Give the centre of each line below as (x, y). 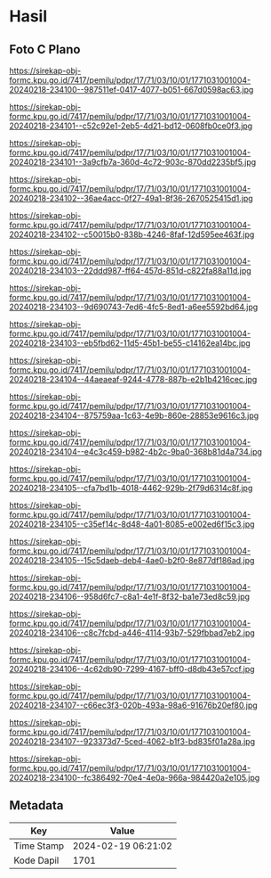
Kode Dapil (36, 860)
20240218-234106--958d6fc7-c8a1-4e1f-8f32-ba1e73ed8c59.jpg (130, 596)
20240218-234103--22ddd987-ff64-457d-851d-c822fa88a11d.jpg (130, 271)
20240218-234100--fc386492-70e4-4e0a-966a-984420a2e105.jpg (135, 778)
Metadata (36, 805)
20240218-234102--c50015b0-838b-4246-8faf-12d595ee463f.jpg (132, 234)
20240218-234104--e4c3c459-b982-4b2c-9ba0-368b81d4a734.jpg (135, 451)
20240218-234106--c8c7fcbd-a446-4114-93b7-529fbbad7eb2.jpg (132, 633)
